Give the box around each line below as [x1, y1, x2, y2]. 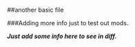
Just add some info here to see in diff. [7, 32, 117, 40]
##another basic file [7, 6, 64, 14]
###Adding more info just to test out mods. [7, 19, 129, 27]
